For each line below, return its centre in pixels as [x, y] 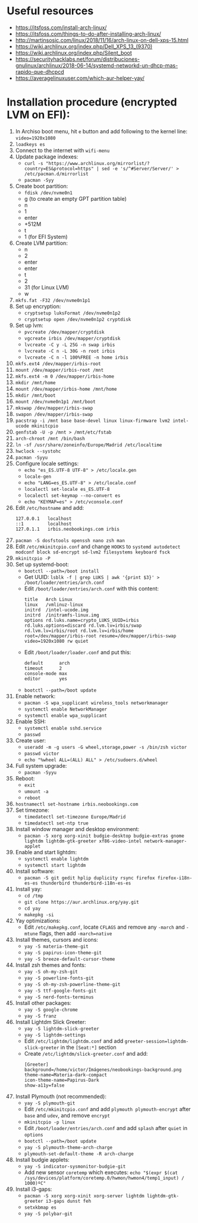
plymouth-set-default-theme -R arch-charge [79, 1154]
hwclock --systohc [38, 451]
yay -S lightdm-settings [55, 1035]
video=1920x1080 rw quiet [56, 641]
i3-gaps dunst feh [68, 1201]
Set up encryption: [38, 306]
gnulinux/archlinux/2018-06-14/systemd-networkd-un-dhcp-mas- [97, 65]
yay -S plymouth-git [50, 1103]
